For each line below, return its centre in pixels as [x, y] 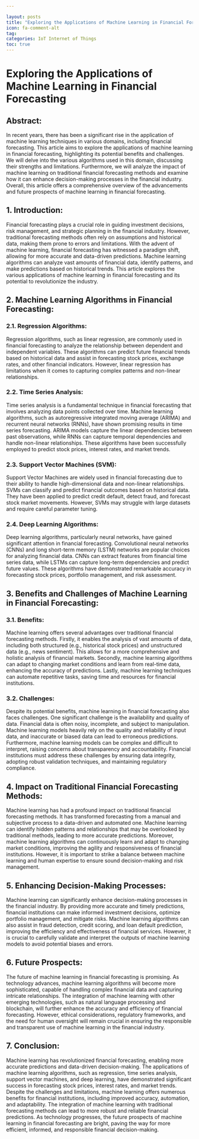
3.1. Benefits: [25, 620]
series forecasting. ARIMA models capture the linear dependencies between [99, 430]
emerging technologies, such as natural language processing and [86, 1002]
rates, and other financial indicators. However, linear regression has [89, 364]
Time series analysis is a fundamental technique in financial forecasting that [99, 405]
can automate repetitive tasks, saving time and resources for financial [91, 677]
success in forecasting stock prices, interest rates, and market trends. [92, 1085]
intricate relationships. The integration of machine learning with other [91, 996]
